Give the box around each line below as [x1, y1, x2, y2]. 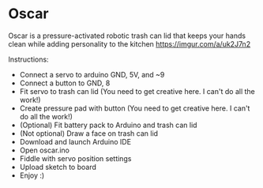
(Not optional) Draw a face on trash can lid [19, 128, 159, 138]
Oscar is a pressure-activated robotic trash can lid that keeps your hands [8, 31, 246, 40]
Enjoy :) [19, 171, 45, 180]
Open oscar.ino [19, 145, 70, 155]
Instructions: [8, 55, 49, 64]
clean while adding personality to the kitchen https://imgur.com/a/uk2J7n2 [8, 39, 251, 48]
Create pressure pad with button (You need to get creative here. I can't [19, 103, 250, 113]
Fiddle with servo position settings [19, 153, 132, 163]
